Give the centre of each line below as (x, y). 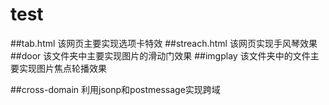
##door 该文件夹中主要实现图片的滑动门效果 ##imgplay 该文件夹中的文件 (160, 55)
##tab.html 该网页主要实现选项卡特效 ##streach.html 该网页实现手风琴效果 (164, 43)
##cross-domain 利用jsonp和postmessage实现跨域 (115, 89)
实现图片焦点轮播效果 (62, 68)
